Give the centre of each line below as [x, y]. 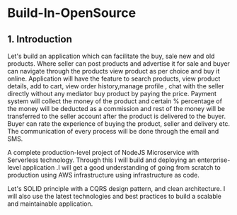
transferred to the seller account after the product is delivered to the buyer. [117, 116]
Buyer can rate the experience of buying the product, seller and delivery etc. [119, 124]
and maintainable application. [50, 204]
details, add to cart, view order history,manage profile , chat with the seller [116, 86]
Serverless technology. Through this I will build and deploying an [102, 160]
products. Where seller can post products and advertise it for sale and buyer [118, 64]
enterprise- [214, 160]
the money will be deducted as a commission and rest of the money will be [116, 109]
